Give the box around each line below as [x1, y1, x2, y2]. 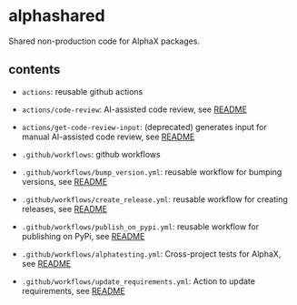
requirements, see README [21, 285, 125, 296]
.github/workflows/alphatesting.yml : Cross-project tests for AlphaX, [21, 248, 282, 259]
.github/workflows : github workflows [21, 148, 161, 159]
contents [8, 62, 61, 77]
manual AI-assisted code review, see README [21, 131, 195, 142]
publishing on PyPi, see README [21, 230, 145, 241]
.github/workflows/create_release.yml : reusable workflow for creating [21, 193, 288, 205]
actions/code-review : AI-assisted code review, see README [21, 104, 247, 115]
